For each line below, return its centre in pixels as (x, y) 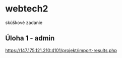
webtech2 (27, 9)
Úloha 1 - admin (30, 38)
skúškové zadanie (24, 22)
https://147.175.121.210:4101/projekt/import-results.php (61, 50)
